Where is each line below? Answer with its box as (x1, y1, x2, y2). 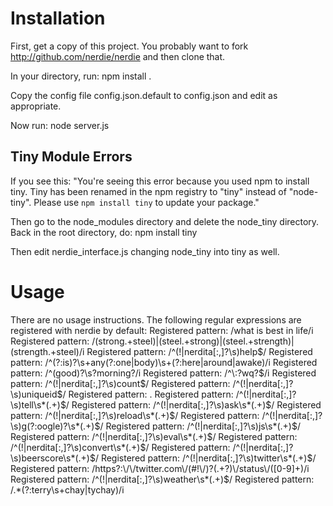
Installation (10, 7, 106, 30)
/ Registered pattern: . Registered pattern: (62, 388, 234, 400)
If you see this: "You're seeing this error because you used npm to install (10, 175, 310, 187)
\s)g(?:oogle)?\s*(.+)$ (10, 420, 101, 432)
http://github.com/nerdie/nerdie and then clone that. (10, 50, 226, 62)
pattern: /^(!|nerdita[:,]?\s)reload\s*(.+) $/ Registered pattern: (10, 409, 260, 421)
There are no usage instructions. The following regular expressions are (10, 313, 302, 326)
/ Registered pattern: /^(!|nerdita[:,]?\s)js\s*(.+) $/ (99, 420, 302, 432)
